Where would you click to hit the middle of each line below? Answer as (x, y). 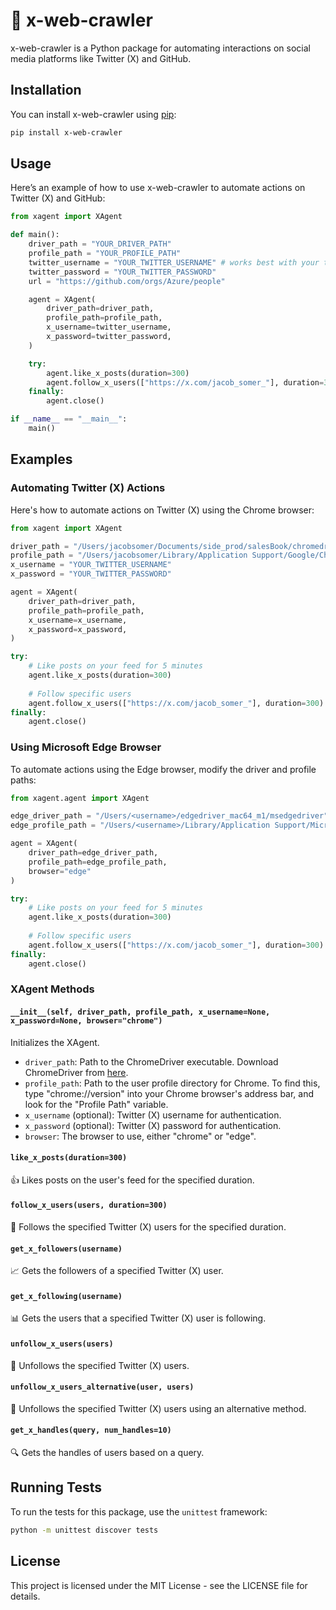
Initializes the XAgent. (55, 1042)
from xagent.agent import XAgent (80, 798)
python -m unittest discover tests (84, 1530)
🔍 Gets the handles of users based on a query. (107, 1453)
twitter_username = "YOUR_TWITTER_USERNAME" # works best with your (174, 262)
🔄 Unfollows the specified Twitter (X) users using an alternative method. (158, 1408)
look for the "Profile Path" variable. (96, 1104)
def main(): (35, 235)
